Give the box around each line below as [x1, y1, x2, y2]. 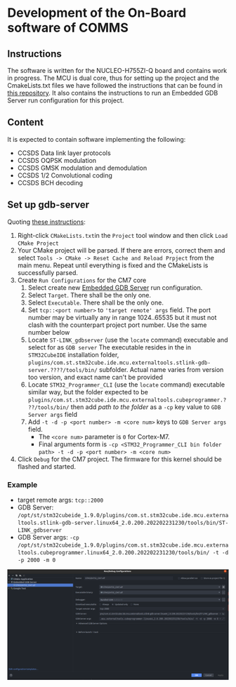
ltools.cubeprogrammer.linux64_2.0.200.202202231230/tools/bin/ [17, 549, 210, 556]
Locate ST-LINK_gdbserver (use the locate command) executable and [27, 335, 228, 344]
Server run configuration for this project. [7, 96, 124, 105]
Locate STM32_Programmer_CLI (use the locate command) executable [27, 380, 225, 389]
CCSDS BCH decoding [17, 178, 83, 187]
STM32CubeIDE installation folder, [27, 350, 119, 359]
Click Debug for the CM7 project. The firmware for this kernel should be [17, 455, 223, 463]
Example [7, 479, 38, 489]
